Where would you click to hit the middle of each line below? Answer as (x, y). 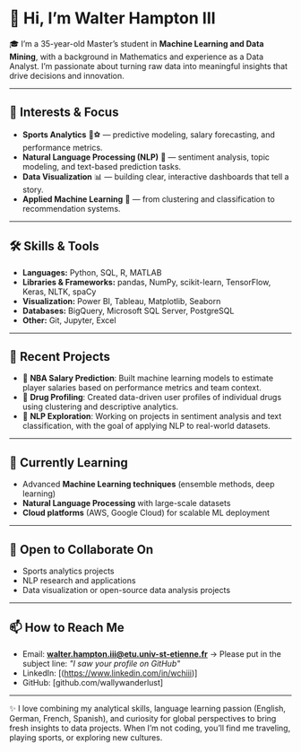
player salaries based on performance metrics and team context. (142, 388)
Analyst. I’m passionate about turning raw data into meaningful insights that (149, 66)
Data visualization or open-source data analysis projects (126, 590)
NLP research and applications (79, 581)
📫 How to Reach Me (67, 628)
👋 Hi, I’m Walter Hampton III (113, 18)
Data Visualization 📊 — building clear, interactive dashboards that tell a (155, 176)
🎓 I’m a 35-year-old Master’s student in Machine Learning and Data (137, 43)
